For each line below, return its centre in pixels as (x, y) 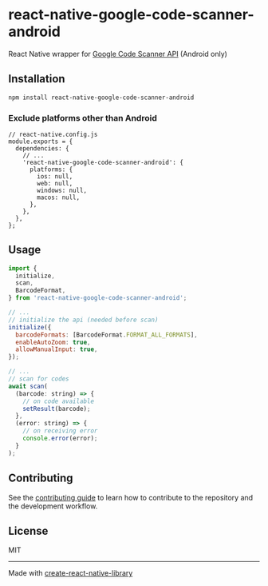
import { (23, 268)
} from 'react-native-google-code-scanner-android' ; (98, 298)
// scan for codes (39, 379)
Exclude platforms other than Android (83, 118)
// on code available (58, 401)
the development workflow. (53, 506)
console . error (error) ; (60, 439)
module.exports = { (41, 142)
